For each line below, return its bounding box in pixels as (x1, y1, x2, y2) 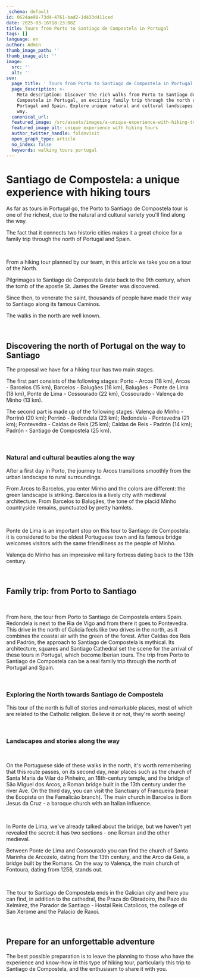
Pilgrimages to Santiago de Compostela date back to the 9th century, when (6, 276, 190, 283)
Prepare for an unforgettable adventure (6, 937, 155, 947)
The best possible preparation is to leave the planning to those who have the (6, 952, 194, 960)
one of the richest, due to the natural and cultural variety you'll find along (6, 211, 186, 218)
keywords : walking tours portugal (11, 147, 97, 153)
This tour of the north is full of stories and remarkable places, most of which (6, 704, 193, 711)
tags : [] (6, 31, 28, 37)
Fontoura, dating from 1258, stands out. (6, 865, 103, 873)
